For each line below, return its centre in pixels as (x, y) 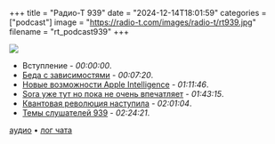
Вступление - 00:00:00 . (67, 65)
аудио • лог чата (41, 130)
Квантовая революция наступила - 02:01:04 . (107, 103)
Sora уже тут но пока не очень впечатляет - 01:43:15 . (123, 94)
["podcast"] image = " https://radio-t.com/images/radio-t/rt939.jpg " (133, 22)
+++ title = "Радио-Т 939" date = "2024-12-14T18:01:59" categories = (138, 13)
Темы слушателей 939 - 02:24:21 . (86, 113)
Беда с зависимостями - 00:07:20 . (88, 75)
